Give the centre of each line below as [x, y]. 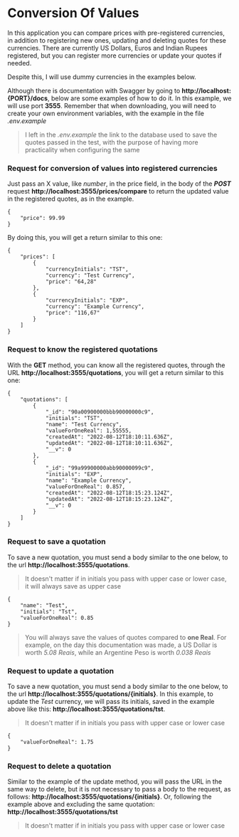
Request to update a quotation [61, 670]
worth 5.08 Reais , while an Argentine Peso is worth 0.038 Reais [118, 652]
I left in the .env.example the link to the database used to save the [121, 135]
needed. [20, 63]
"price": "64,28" [71, 282]
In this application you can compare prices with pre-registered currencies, [116, 33]
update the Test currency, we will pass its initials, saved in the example [111, 702]
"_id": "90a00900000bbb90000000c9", [100, 412]
